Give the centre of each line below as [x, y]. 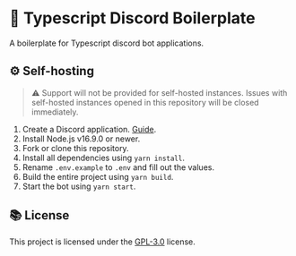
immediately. [55, 112]
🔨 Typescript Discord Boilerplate [132, 18]
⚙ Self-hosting [52, 71]
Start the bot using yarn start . [79, 186]
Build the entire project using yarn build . [98, 176]
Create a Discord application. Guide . [89, 129]
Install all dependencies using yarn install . [104, 158]
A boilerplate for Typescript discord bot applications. [107, 43]
